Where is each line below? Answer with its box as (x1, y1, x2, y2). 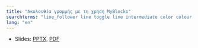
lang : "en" (6, 19, 33, 25)
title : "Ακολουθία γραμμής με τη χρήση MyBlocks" (6, 8, 132, 15)
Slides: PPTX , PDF (14, 36, 60, 43)
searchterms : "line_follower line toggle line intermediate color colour (6, 14, 193, 20)
